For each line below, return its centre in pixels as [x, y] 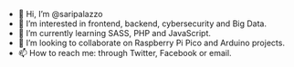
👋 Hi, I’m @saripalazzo [60, 14]
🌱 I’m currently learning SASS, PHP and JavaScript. [115, 33]
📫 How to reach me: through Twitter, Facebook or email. [125, 53]
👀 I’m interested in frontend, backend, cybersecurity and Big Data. [142, 24]
